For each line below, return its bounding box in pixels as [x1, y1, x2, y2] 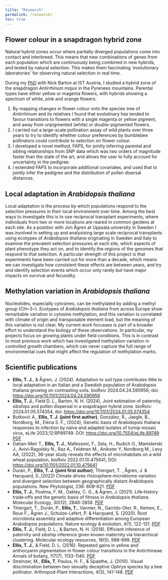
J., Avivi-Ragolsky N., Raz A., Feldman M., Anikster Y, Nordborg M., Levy [12, 446, 163, 452]
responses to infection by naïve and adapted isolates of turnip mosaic [12, 425, 157, 431]
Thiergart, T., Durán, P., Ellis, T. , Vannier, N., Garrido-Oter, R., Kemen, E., [12, 505, 162, 511]
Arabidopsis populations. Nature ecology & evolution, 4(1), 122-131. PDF [12, 521, 160, 527]
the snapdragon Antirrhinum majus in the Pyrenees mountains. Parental [5, 85, 153, 91]
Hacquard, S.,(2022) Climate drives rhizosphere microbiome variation [12, 472, 156, 478]
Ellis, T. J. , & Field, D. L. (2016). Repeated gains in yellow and [12, 542, 139, 548]
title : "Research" [5, 7, 44, 13]
